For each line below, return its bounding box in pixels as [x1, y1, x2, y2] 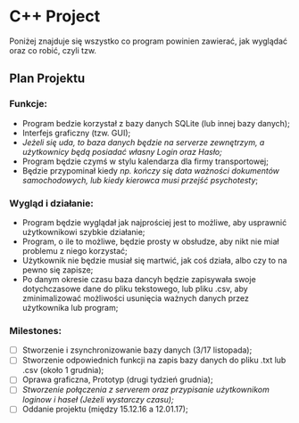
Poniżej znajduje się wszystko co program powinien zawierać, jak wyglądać [9, 36, 288, 46]
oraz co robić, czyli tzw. [9, 45, 96, 55]
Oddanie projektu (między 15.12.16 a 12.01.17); [21, 403, 189, 415]
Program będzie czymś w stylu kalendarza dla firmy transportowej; [21, 156, 270, 167]
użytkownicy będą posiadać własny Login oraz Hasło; [21, 146, 223, 157]
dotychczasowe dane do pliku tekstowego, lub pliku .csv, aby [21, 283, 248, 294]
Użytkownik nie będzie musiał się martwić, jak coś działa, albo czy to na [21, 255, 287, 265]
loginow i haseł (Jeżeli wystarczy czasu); [21, 395, 174, 405]
